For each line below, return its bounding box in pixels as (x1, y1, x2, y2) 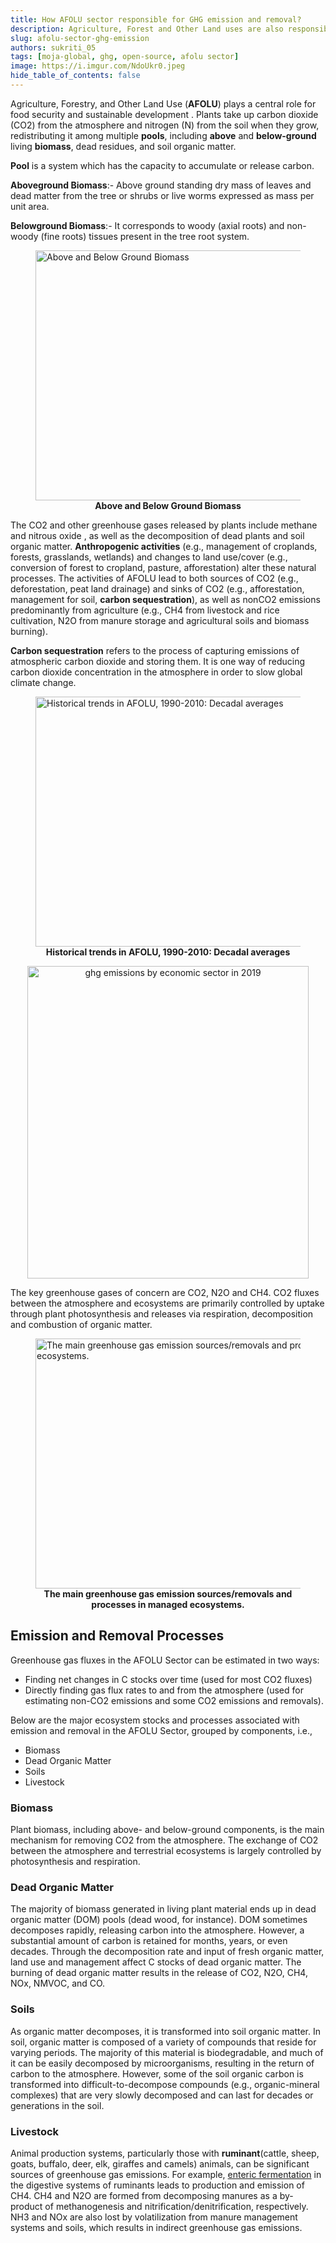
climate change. (10, 676, 77, 688)
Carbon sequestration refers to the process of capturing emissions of (10, 644, 300, 656)
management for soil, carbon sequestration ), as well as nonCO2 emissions (10, 593, 321, 605)
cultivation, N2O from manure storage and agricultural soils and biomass (10, 614, 310, 626)
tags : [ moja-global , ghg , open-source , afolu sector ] (10, 52, 240, 62)
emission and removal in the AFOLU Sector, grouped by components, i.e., (10, 1724, 313, 1736)
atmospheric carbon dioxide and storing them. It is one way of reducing (10, 655, 306, 667)
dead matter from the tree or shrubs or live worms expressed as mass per (10, 189, 315, 201)
